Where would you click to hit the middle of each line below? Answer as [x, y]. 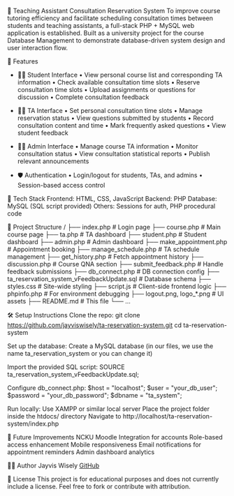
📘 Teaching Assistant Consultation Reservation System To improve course [114, 11]
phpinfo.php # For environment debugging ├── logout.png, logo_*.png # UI [116, 294]
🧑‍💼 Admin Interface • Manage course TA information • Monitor [108, 146]
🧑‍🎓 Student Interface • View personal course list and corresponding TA [120, 75]
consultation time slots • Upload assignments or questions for [106, 90]
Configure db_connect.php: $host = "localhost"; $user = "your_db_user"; [112, 388]
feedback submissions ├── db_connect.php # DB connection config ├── [114, 271]
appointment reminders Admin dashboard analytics [81, 452]
